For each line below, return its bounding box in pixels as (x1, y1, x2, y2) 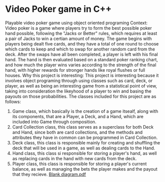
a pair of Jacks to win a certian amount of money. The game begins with (5, 36, 152, 42)
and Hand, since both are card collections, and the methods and (12, 129, 143, 135)
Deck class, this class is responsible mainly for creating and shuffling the (12, 139, 161, 145)
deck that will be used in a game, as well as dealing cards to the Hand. (12, 145, 155, 151)
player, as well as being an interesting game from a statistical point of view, (5, 83, 158, 89)
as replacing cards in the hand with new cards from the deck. (12, 155, 137, 161)
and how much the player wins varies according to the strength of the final (5, 62, 157, 68)
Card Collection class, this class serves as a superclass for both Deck (12, 124, 154, 130)
